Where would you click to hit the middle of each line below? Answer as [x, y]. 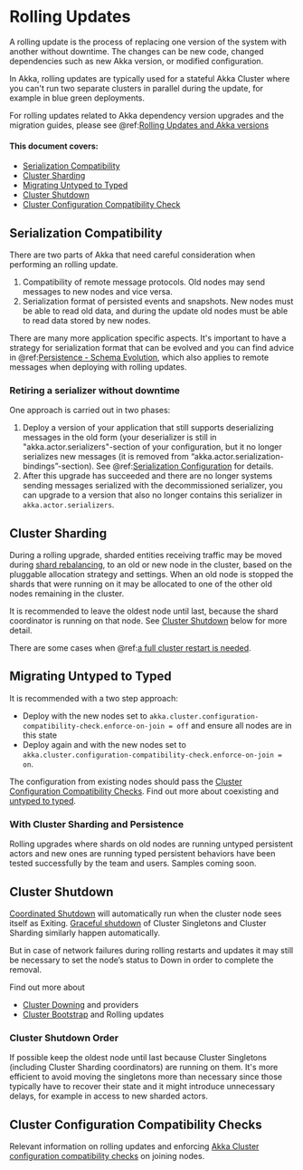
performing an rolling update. [64, 264]
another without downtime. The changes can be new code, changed [137, 51]
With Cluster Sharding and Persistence [96, 824]
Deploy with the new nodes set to [85, 716]
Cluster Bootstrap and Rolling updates [93, 1014]
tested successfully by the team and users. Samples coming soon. [133, 864]
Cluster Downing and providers [80, 1004]
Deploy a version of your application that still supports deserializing [148, 428]
